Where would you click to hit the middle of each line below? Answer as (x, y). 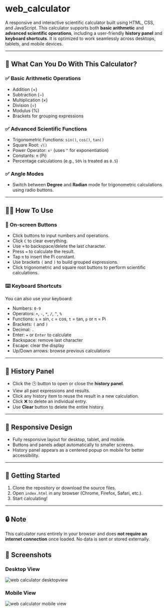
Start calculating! (30, 498)
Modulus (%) (26, 110)
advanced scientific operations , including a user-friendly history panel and (84, 33)
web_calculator (38, 9)
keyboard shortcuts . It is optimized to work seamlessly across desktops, (80, 38)
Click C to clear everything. (40, 241)
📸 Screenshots (28, 555)
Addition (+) (25, 89)
